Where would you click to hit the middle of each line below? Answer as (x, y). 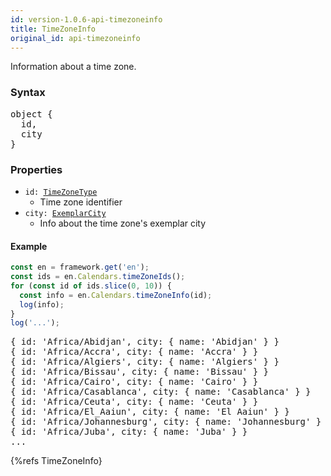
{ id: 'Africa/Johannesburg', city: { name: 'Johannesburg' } (166, 422)
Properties (36, 169)
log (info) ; (42, 304)
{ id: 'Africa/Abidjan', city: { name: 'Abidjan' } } (145, 342)
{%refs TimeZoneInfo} (56, 461)
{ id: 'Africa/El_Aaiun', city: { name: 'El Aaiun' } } (150, 412)
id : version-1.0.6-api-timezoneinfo (86, 19)
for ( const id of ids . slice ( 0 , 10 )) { (91, 286)
